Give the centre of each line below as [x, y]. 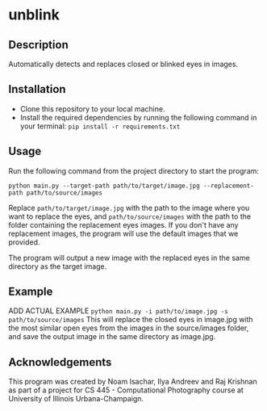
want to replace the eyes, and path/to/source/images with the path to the [130, 216]
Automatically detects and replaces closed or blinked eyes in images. [123, 64]
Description [38, 45]
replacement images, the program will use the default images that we [123, 233]
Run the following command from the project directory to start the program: [134, 170]
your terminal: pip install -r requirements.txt [100, 126]
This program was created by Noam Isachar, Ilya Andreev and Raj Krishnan [133, 382]
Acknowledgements [60, 362]
